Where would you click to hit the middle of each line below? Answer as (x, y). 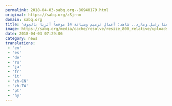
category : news (21, 39)
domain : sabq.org (24, 19)
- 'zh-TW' (18, 86)
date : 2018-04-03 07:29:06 (34, 34)
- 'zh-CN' (18, 81)
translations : (20, 43)
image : (12, 29)
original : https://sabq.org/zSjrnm (43, 15)
